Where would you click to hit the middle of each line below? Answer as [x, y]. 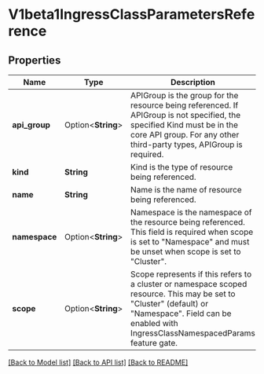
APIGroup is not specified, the [186, 115]
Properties [35, 60]
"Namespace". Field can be [181, 313]
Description [193, 82]
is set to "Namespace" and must [190, 242]
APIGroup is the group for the [185, 95]
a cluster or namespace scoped [189, 284]
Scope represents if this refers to [191, 274]
